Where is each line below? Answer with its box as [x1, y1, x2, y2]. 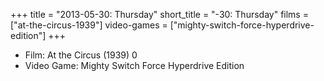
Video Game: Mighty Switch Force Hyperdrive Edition [24, 60, 245, 71]
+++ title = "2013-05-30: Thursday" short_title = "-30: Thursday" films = [10, 9, 309, 20]
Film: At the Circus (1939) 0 [24, 49, 138, 61]
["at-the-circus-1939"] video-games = [10, 19, 168, 31]
